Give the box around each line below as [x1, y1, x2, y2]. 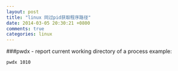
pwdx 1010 [6, 60, 31, 66]
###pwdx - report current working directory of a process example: [6, 48, 172, 55]
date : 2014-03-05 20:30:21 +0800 [6, 20, 91, 26]
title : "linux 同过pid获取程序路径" [6, 14, 92, 20]
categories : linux [6, 31, 52, 37]
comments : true [6, 25, 45, 32]
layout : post [6, 8, 39, 15]
